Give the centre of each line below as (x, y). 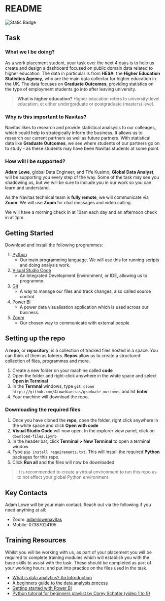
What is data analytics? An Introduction (52, 577)
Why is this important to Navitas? (46, 117)
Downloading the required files (43, 410)
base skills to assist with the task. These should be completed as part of (78, 562)
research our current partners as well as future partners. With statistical (78, 138)
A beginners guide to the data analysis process (60, 583)
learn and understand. (28, 188)
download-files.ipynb (34, 437)
